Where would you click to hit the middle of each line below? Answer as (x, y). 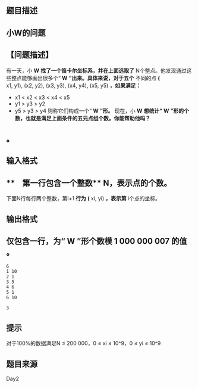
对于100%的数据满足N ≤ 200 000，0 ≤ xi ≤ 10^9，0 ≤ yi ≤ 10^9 (84, 343)
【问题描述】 (30, 55)
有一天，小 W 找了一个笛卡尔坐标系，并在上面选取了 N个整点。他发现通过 (96, 70)
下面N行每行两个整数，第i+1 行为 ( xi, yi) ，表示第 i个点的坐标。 (83, 198)
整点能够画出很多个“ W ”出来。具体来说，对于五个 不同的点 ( (86, 78)
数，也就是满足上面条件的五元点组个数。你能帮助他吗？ (82, 118)
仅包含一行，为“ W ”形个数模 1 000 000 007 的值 (97, 241)
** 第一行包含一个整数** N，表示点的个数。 (89, 183)
